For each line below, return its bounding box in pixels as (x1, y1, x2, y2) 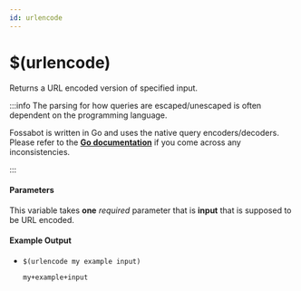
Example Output (9, 235, 73, 246)
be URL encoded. (9, 214, 75, 225)
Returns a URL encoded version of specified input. (9, 82, 198, 93)
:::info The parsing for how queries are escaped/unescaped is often (9, 100, 262, 111)
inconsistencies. (9, 146, 71, 157)
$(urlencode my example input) (22, 257, 141, 266)
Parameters (9, 185, 54, 196)
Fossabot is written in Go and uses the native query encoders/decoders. (9, 127, 279, 138)
